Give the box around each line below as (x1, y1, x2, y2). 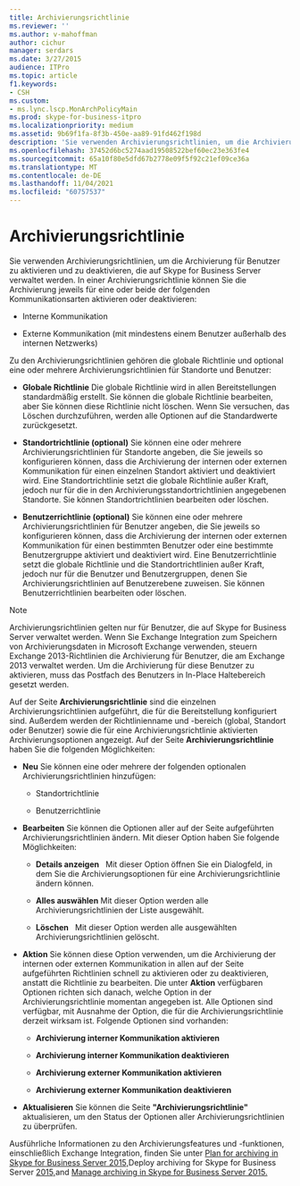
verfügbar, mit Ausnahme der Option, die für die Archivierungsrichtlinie (21, 1005, 284, 1016)
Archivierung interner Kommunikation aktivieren (35, 1032, 221, 1043)
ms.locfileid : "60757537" (9, 188, 105, 197)
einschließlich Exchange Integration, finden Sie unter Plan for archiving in (9, 1148, 279, 1158)
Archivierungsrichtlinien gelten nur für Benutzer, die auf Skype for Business (9, 622, 287, 633)
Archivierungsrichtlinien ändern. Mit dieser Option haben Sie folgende (21, 832, 279, 843)
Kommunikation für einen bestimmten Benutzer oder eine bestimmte (21, 540, 274, 551)
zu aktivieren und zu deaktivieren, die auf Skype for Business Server (9, 265, 262, 275)
